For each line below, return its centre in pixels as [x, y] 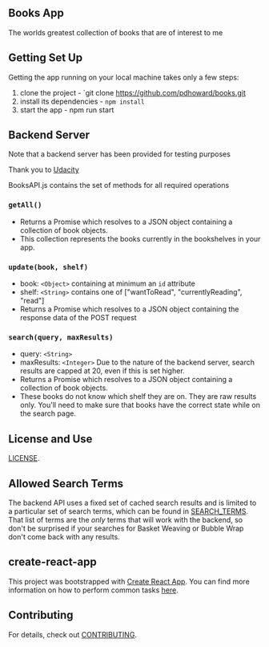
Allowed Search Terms [66, 484]
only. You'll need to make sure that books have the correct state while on [140, 405]
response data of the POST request [78, 318]
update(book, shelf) [48, 267]
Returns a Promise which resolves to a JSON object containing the [129, 309]
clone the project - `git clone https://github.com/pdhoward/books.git [133, 92]
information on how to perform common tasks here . [93, 590]
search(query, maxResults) [61, 337]
